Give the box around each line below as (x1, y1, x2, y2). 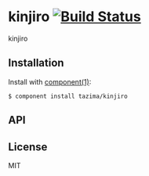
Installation (8, 56, 64, 70)
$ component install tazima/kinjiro (8, 92, 128, 100)
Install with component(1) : (8, 77, 92, 86)
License (8, 140, 48, 153)
